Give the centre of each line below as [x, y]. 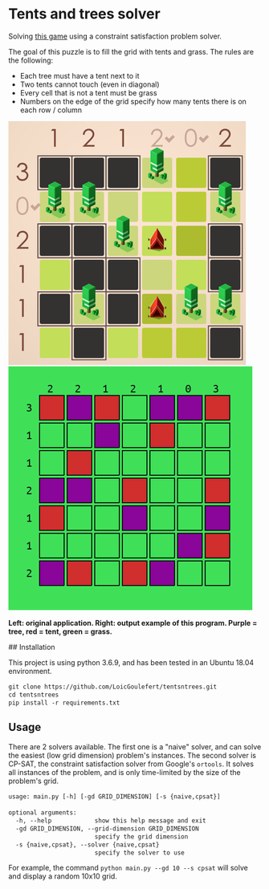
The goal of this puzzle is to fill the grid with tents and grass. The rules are [131, 51]
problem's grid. [33, 781]
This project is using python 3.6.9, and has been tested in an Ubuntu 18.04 [131, 662]
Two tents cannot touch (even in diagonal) [90, 84]
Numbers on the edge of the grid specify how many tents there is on [133, 101]
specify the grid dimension [141, 836]
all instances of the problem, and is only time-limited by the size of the [124, 772]
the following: [31, 60]
